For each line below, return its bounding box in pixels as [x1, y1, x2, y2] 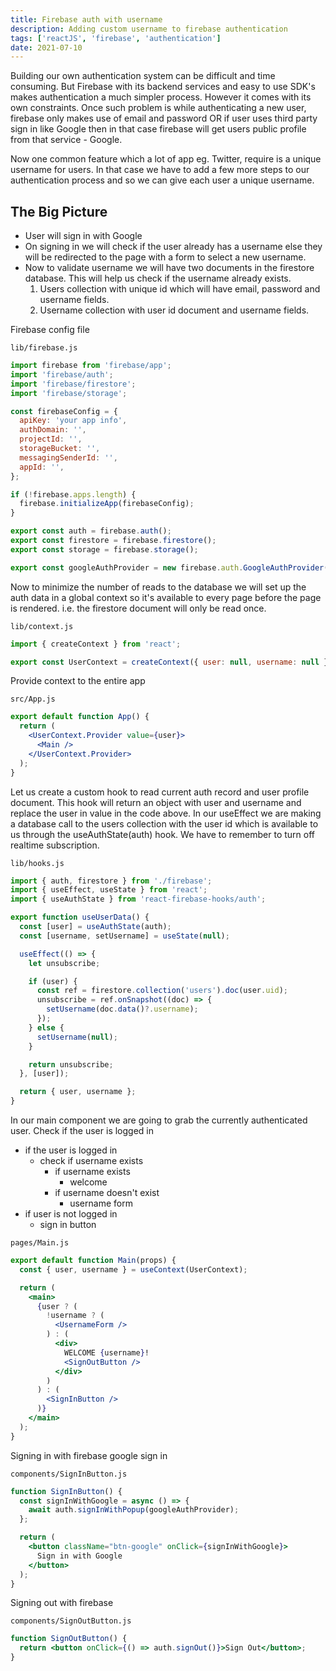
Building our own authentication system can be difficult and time [10, 70, 276, 82]
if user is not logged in [24, 1208, 118, 1220]
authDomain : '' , [19, 425, 87, 435]
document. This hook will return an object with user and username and [10, 796, 302, 808]
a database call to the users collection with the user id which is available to [10, 817, 319, 830]
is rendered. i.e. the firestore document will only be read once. [10, 602, 267, 614]
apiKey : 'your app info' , [19, 416, 128, 426]
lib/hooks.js [10, 858, 65, 868]
